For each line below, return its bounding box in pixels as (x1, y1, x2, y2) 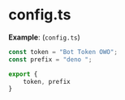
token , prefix (23, 77, 71, 85)
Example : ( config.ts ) (8, 32, 81, 42)
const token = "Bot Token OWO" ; (8, 48, 118, 56)
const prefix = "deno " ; (8, 55, 93, 64)
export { (8, 70, 38, 78)
